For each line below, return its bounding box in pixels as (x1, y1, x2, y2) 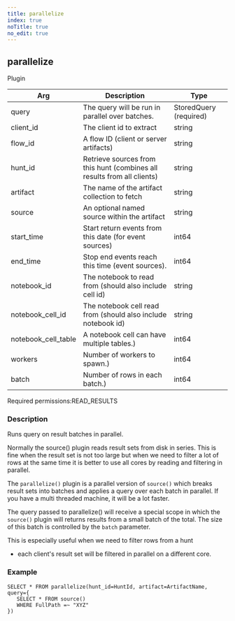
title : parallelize (7, 10, 64, 17)
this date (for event (83, 232, 145, 242)
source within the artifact (83, 212, 166, 222)
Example (7, 567, 38, 577)
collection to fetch (83, 192, 143, 201)
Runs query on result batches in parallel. (7, 430, 124, 438)
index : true (7, 17, 42, 24)
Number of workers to (83, 350, 155, 360)
